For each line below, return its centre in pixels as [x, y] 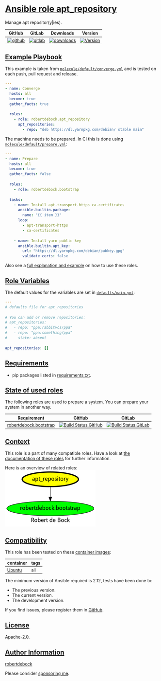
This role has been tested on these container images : [58, 552]
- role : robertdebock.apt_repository [52, 119]
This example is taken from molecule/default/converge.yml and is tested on [81, 69]
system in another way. [28, 407]
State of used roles [34, 390]
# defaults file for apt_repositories [44, 307]
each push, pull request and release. [41, 74]
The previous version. [34, 590]
